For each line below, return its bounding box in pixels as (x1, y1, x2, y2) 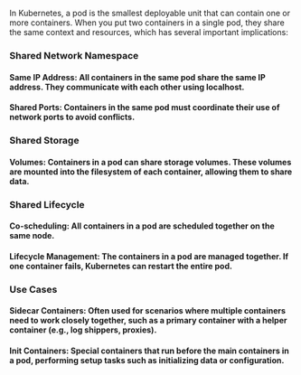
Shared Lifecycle (9, 198, 85, 211)
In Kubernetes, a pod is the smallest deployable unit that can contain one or (9, 8, 291, 18)
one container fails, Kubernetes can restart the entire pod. (9, 260, 233, 271)
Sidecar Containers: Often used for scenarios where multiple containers (9, 305, 287, 316)
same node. (9, 230, 55, 241)
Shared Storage (9, 135, 80, 147)
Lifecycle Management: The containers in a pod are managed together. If (9, 250, 289, 261)
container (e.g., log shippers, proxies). (9, 324, 157, 335)
